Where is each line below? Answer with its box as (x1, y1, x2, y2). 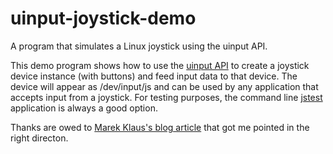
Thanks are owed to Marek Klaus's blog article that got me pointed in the (10, 121, 310, 133)
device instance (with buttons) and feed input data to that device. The (10, 70, 298, 82)
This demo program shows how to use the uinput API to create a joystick (10, 59, 310, 71)
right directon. (10, 132, 69, 144)
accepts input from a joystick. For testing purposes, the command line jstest (10, 91, 323, 103)
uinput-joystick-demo (10, 7, 197, 30)
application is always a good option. (10, 102, 158, 114)
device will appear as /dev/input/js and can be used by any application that (10, 80, 319, 92)
